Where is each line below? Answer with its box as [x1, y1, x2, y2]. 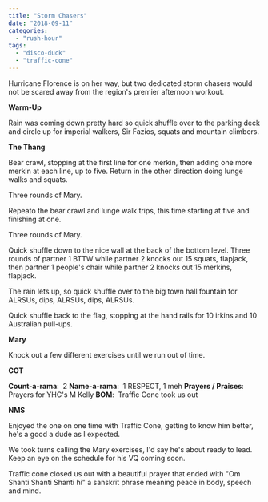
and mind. [8, 486, 42, 496]
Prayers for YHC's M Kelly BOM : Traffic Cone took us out [8, 390, 198, 399]
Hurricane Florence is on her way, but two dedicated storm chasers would [8, 78, 253, 88]
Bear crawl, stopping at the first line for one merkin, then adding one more [8, 157, 253, 167]
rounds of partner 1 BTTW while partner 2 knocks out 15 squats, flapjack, [8, 253, 249, 263]
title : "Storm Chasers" [8, 11, 88, 20]
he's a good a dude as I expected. [8, 429, 121, 439]
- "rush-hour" [15, 34, 62, 43]
